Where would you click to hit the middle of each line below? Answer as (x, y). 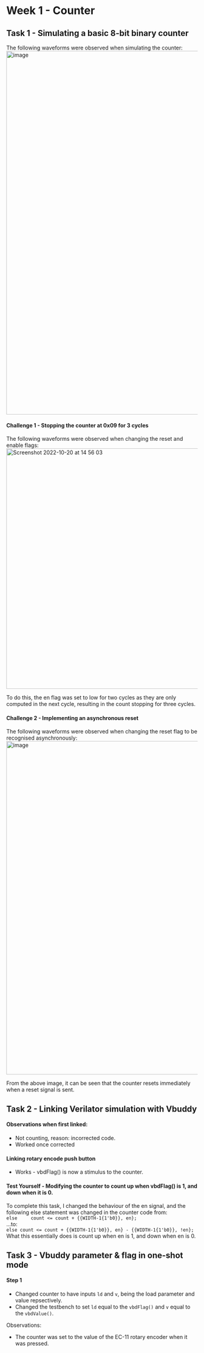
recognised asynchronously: (42, 738)
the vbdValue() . (34, 1313)
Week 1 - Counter (51, 11)
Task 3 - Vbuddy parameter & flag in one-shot (95, 1255)
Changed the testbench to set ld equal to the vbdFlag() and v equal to (103, 1307)
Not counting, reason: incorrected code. (65, 1138)
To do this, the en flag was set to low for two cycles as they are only (91, 698)
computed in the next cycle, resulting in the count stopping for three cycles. (101, 704)
